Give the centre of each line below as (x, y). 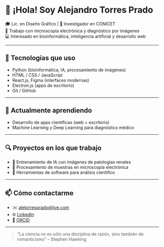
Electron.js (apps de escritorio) (43, 85)
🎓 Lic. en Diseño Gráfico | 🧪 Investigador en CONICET (60, 23)
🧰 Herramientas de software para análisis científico (63, 172)
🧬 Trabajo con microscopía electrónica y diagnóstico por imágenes (72, 31)
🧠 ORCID (21, 220)
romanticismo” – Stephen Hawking (52, 239)
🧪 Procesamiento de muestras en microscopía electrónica (70, 167)
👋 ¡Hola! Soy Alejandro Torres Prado (79, 10)
